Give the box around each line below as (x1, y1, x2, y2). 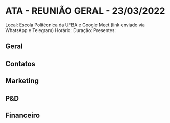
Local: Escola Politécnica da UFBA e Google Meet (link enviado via (5, 22, 145, 28)
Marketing (5, 77, 39, 85)
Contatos (5, 59, 36, 68)
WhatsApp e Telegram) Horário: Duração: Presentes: (5, 27, 116, 33)
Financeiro (5, 111, 40, 119)
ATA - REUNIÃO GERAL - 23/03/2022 (5, 5, 165, 17)
